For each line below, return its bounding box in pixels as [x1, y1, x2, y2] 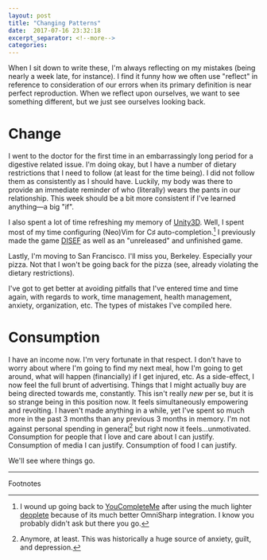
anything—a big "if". [8, 202, 74, 212]
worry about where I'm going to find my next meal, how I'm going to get [8, 363, 243, 373]
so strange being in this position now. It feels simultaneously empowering [8, 397, 249, 406]
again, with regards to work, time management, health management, [8, 292, 232, 301]
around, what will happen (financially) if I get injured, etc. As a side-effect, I [8, 371, 254, 381]
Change [8, 125, 62, 143]
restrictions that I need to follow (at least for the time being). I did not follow [8, 168, 255, 178]
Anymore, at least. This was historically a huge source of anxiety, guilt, [19, 535, 252, 544]
